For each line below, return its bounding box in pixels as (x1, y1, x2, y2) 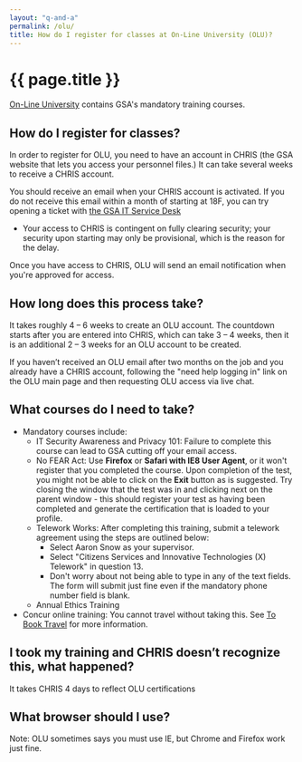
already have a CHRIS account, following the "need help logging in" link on (9, 366, 288, 377)
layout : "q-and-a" (9, 13, 79, 23)
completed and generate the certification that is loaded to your (35, 503, 270, 514)
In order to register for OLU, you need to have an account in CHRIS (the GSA (9, 150, 294, 160)
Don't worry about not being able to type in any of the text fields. (49, 570, 291, 581)
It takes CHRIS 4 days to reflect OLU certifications (9, 683, 196, 694)
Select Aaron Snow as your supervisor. (49, 541, 194, 553)
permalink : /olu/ (9, 22, 75, 31)
